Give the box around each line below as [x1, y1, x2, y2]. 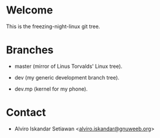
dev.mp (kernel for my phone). [14, 85, 88, 92]
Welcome [6, 4, 53, 17]
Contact [6, 106, 46, 119]
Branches [6, 43, 54, 57]
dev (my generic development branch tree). [14, 74, 120, 81]
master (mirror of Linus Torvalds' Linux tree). [14, 63, 123, 70]
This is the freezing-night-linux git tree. [6, 23, 100, 30]
